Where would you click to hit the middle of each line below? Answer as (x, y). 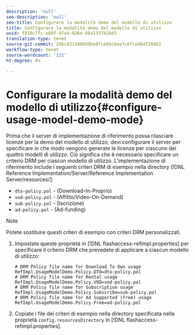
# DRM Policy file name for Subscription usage (74, 287)
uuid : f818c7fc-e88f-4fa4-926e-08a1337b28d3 (61, 33)
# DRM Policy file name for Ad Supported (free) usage (83, 298)
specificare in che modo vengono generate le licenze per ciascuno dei (91, 148)
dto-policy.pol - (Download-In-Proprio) (63, 191)
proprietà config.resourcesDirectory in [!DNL (70, 320)
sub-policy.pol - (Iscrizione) (49, 204)
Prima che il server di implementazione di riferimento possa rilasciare (90, 136)
